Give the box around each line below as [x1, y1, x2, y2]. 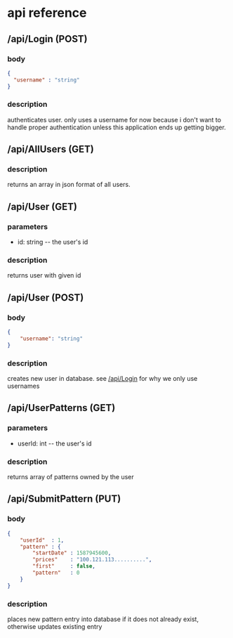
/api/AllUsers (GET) [7, 143, 95, 155]
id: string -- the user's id [17, 237, 88, 247]
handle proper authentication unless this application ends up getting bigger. [7, 123, 227, 131]
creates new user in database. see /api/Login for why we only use [7, 375, 198, 383]
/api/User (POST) [7, 292, 84, 304]
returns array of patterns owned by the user [7, 473, 135, 481]
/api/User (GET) [7, 200, 77, 212]
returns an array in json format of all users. [7, 181, 131, 189]
